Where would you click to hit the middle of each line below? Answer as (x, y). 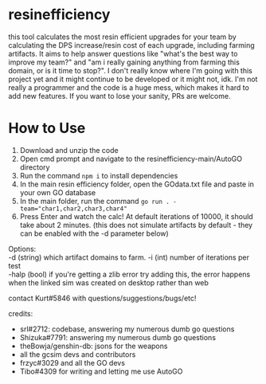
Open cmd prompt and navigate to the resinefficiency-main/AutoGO (131, 159)
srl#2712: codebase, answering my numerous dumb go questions (127, 329)
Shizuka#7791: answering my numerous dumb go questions (118, 337)
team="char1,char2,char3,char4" (73, 209)
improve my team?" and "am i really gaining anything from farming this (124, 62)
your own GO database (58, 192)
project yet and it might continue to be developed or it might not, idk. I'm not (133, 79)
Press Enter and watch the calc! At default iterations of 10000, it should (136, 216)
